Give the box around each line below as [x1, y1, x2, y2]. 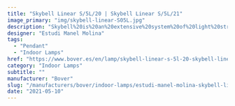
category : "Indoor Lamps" [7, 62, 83, 69]
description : [7, 23, 45, 30]
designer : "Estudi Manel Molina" [7, 29, 105, 37]
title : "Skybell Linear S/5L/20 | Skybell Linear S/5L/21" [7, 10, 183, 17]
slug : [7, 82, 23, 89]
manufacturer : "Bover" [7, 75, 73, 82]
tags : [7, 36, 23, 43]
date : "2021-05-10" [7, 88, 64, 95]
